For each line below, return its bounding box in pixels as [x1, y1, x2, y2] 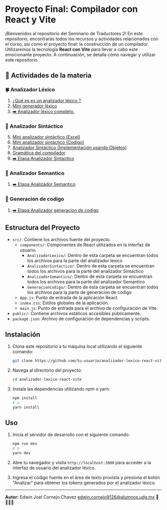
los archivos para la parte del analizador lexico [27, 257, 123, 264]
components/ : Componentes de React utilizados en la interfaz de [19, 242, 151, 248]
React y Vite [5, 14, 56, 25]
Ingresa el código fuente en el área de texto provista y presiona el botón [12, 474, 160, 480]
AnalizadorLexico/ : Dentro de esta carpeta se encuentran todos [27, 253, 159, 258]
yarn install [12, 405, 40, 410]
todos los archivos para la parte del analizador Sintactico [27, 268, 144, 274]
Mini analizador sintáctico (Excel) [12, 134, 81, 140]
